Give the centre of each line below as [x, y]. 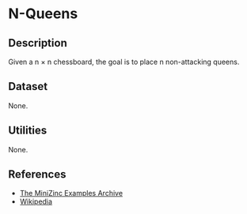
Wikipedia [36, 201]
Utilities [28, 131]
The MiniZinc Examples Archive [71, 193]
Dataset [28, 86]
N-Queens [43, 14]
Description [38, 43]
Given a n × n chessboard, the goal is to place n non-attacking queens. [124, 62]
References [37, 175]
